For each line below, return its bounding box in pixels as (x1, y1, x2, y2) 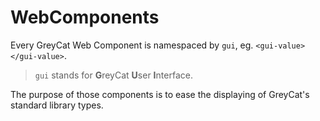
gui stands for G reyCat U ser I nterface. (34, 69, 193, 81)
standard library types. (10, 99, 104, 111)
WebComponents (10, 6, 160, 29)
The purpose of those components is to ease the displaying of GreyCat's (10, 88, 310, 100)
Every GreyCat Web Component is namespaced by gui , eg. (10, 39, 254, 51)
